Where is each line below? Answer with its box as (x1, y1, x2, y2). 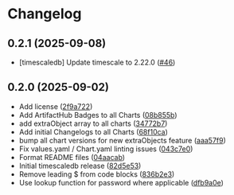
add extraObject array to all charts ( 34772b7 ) (18, 119, 168, 128)
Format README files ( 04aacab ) (18, 152, 125, 162)
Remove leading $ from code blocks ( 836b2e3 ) (18, 169, 175, 179)
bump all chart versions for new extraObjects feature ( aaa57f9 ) (18, 135, 226, 145)
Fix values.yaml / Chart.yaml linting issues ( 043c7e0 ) (18, 144, 193, 154)
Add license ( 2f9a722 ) (18, 101, 93, 111)
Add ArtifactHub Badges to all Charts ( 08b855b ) (18, 110, 177, 119)
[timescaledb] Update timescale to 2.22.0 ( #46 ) (18, 57, 176, 67)
